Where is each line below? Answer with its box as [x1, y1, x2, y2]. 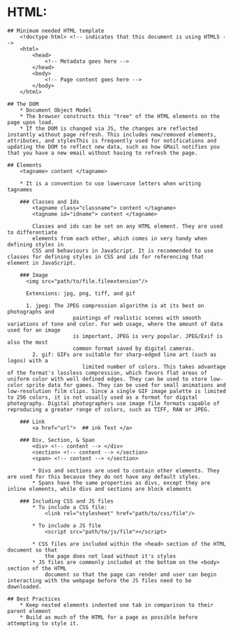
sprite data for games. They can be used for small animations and [25, 381, 227, 388]
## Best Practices [7, 595, 61, 603]
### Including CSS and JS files [20, 497, 114, 505]
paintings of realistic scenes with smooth [73, 314, 201, 321]
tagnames [7, 186, 33, 193]
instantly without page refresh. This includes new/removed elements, [7, 131, 217, 138]
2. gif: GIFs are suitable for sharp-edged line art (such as [32, 351, 217, 358]
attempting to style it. [7, 619, 80, 627]
